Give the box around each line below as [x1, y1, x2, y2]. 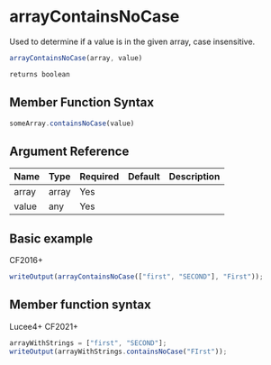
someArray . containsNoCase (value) [9, 119, 135, 128]
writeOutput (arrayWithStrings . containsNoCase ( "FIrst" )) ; [9, 347, 228, 356]
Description [168, 170, 221, 183]
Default [127, 170, 160, 183]
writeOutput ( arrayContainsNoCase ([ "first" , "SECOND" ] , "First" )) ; [9, 272, 264, 281]
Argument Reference [9, 143, 130, 159]
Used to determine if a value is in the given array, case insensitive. [9, 36, 256, 47]
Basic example [9, 231, 93, 246]
